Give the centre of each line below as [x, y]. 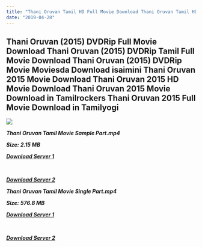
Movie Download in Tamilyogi [63, 107]
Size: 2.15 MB [23, 145]
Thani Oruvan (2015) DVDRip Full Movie [82, 42]
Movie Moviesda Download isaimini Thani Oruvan [101, 70]
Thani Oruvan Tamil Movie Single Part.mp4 [62, 191]
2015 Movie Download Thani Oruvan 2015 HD [93, 79]
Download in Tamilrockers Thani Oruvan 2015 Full [101, 98]
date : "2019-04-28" [31, 17]
